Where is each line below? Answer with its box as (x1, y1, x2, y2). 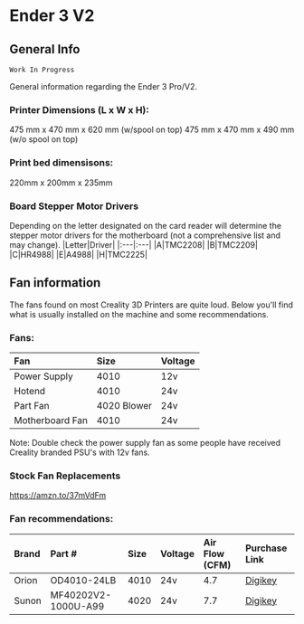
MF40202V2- (50, 589, 111, 601)
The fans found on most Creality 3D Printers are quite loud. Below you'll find (9, 299, 294, 310)
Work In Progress (9, 65, 75, 74)
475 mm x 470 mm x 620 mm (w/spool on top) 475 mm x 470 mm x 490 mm (9, 124, 295, 136)
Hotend (14, 385, 46, 397)
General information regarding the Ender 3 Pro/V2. (9, 81, 197, 91)
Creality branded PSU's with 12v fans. (9, 447, 151, 458)
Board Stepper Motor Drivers (9, 200, 138, 213)
